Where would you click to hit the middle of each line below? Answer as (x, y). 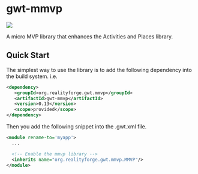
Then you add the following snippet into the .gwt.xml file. (76, 127)
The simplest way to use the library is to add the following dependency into (99, 70)
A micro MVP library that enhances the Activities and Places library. (90, 36)
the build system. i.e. (32, 76)
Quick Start (28, 55)
